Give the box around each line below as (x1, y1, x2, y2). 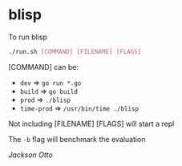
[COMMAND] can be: (8, 62, 79, 71)
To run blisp (8, 32, 48, 42)
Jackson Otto (8, 150, 54, 160)
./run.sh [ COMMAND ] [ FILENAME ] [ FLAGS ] (8, 47, 142, 55)
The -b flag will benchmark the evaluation (8, 134, 146, 144)
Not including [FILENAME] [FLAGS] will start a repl (8, 119, 175, 128)
